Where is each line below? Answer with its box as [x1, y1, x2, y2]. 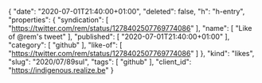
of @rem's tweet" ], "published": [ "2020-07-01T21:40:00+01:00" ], [8, 32, 230, 41]
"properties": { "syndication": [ [8, 15, 109, 25]
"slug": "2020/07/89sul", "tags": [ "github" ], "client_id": [8, 57, 192, 66]
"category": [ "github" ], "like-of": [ [8, 40, 123, 50]
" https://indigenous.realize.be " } [8, 66, 114, 74]
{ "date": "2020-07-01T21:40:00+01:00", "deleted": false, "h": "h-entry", [8, 7, 245, 16]
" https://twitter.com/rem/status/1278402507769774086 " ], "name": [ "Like [8, 24, 252, 32]
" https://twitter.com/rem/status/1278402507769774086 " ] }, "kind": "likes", [8, 49, 255, 58]
